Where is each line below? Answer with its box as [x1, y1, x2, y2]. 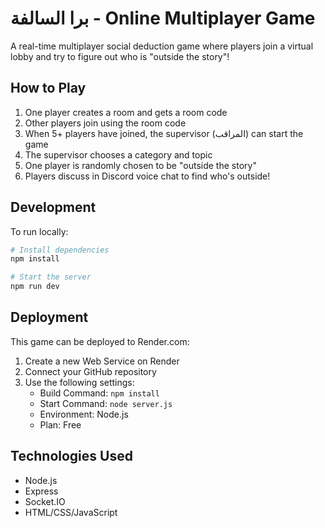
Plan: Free [39, 418, 82, 431]
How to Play [10, 80, 87, 97]
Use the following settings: [24, 376, 135, 388]
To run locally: [10, 225, 69, 237]
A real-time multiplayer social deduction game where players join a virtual [10, 40, 314, 52]
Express [24, 485, 59, 497]
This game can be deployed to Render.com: [10, 335, 190, 347]
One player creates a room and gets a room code [24, 106, 228, 118]
